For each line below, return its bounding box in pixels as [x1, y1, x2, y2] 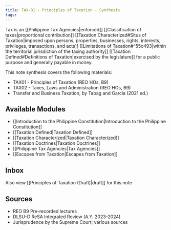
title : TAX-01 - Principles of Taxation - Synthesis [5, 7, 120, 13]
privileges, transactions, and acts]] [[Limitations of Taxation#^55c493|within [5, 43, 166, 49]
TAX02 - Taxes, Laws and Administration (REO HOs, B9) [12, 84, 131, 90]
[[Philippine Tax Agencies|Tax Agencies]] [12, 146, 100, 152]
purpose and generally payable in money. [5, 59, 93, 65]
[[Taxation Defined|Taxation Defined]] [12, 129, 93, 136]
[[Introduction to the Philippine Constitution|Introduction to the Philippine [12, 119, 166, 125]
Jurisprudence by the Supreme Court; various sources [12, 219, 128, 225]
